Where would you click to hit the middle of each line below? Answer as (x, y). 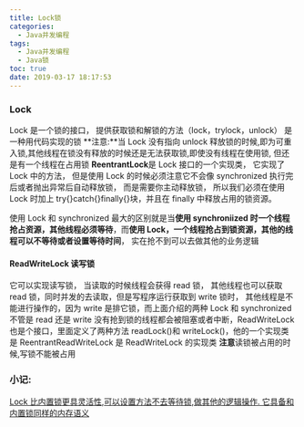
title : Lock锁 (35, 18)
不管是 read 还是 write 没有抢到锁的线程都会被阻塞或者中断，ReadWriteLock (152, 319)
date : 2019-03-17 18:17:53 (61, 78)
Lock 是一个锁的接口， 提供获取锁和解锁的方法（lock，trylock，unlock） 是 (151, 130)
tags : (20, 43)
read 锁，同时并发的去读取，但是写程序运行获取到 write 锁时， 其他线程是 (147, 297)
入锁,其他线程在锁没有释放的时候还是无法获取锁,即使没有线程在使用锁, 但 (146, 153)
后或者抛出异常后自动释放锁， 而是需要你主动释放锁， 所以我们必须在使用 (147, 187)
